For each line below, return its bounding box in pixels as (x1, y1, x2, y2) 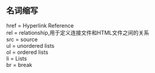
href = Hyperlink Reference (6, 22, 74, 29)
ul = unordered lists (6, 42, 55, 49)
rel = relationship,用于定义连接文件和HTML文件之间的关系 (6, 29, 150, 36)
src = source (6, 35, 38, 43)
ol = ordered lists (6, 48, 48, 56)
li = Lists (6, 54, 27, 62)
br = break (6, 61, 33, 68)
